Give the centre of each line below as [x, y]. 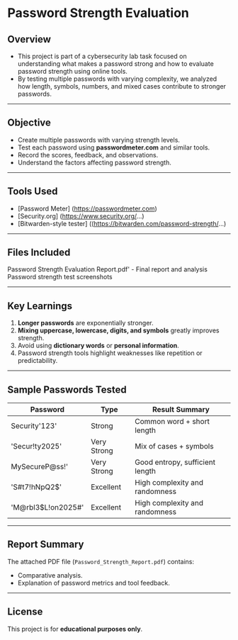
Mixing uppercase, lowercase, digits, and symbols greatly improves [118, 330]
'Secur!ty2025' [36, 447]
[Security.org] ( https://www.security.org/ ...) [81, 216]
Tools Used [33, 192]
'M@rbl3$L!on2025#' [47, 507]
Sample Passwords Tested [67, 389]
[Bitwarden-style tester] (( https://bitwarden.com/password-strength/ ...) [122, 223]
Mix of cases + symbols [174, 447]
